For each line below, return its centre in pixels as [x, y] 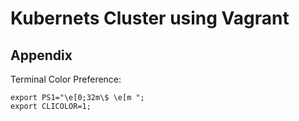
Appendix [41, 55]
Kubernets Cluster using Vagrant [150, 18]
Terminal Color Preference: [66, 79]
